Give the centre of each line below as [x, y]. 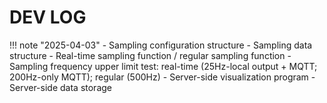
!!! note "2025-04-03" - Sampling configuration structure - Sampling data [161, 45]
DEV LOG [48, 17]
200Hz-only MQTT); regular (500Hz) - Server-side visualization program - [162, 77]
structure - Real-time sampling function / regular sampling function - [150, 55]
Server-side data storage [60, 87]
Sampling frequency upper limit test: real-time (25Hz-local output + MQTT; [163, 66]
